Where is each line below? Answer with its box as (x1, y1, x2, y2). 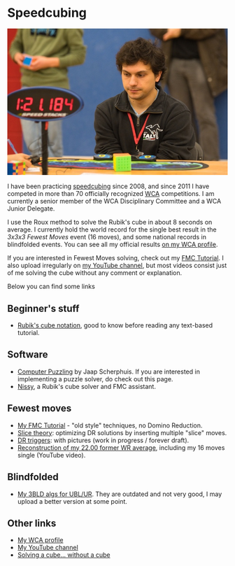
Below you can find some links (7, 282, 96, 291)
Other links (7, 517, 57, 529)
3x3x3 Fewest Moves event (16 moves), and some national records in (7, 233, 206, 241)
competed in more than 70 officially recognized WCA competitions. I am (7, 190, 215, 198)
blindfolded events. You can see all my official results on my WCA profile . (7, 240, 218, 249)
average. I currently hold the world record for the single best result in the (7, 225, 217, 234)
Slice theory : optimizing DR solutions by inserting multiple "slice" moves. (17, 428, 227, 437)
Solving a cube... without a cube (17, 551, 111, 559)
